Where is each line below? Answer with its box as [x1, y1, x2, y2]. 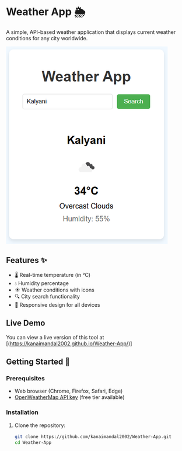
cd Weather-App [14, 440, 52, 446]
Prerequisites [6, 374, 45, 382]
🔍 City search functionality [14, 293, 80, 300]
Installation [6, 408, 39, 417]
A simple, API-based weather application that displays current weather [6, 28, 176, 36]
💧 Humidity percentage [14, 279, 69, 287]
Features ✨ [6, 255, 47, 265]
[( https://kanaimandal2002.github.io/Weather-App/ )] [6, 340, 132, 347]
